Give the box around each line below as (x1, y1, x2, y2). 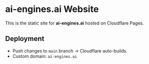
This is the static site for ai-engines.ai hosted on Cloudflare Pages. (5, 20, 144, 26)
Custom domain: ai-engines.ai (12, 53, 77, 59)
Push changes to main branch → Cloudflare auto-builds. (12, 47, 128, 53)
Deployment (5, 34, 45, 43)
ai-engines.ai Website (5, 3, 99, 15)
